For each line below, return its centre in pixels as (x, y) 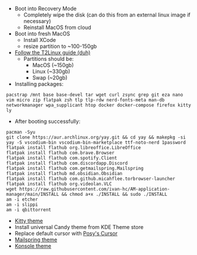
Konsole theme (33, 246)
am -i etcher (22, 199)
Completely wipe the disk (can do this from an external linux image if (107, 15)
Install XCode (40, 40)
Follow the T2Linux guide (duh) (52, 52)
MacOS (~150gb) (53, 65)
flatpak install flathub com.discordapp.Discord (67, 163)
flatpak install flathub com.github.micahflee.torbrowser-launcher (91, 179)
